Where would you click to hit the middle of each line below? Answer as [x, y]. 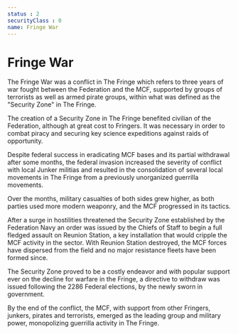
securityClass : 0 [34, 21]
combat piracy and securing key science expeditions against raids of [108, 134]
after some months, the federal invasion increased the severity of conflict [115, 162]
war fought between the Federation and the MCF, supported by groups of [115, 90]
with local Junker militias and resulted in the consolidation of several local [115, 170]
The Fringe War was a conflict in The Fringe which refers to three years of [115, 82]
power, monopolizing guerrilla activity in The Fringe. [83, 323]
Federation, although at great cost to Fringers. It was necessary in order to [116, 126]
